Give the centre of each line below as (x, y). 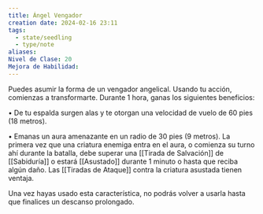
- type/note (35, 45)
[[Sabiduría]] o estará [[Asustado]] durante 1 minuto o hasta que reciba (123, 161)
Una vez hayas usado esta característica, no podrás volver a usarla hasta (127, 193)
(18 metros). (28, 121)
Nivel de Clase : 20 (40, 60)
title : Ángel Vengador (45, 15)
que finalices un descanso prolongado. (72, 201)
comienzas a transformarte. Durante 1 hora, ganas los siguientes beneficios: (131, 97)
